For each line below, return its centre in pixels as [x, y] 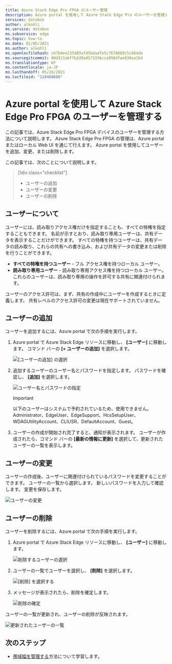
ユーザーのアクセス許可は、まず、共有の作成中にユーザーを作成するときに [83, 294]
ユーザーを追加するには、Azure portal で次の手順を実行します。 [72, 331]
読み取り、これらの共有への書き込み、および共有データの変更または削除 [90, 246]
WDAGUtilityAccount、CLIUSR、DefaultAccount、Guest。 [74, 421]
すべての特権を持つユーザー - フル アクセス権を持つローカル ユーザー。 [88, 264]
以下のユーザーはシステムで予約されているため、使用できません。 [82, 409]
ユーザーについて [32, 214]
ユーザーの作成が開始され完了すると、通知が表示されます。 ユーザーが [87, 433]
